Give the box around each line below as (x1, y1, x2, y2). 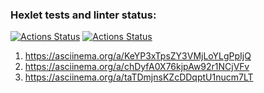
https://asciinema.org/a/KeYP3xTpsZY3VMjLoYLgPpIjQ (24, 50, 252, 62)
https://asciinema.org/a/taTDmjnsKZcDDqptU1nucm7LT (24, 71, 254, 83)
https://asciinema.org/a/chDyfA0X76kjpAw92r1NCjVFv (24, 61, 250, 73)
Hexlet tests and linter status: (10, 8, 157, 22)
